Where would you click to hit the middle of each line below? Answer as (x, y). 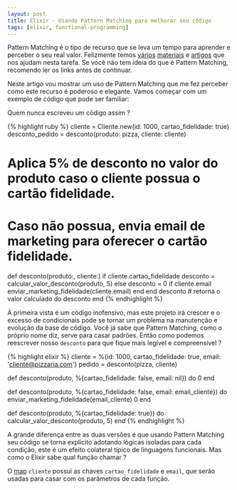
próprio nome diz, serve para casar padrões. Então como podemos (106, 335)
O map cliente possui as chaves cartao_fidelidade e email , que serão (111, 471)
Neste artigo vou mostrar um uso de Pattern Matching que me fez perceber (118, 84)
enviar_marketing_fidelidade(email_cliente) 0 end (79, 399)
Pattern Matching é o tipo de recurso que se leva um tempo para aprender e (119, 48)
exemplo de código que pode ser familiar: (68, 99)
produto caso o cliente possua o (104, 178)
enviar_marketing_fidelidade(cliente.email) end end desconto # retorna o (114, 291)
